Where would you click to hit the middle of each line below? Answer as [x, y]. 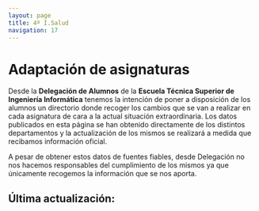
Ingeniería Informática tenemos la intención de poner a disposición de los [129, 100]
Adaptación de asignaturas [99, 69]
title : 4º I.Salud [38, 23]
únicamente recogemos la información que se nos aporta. [103, 174]
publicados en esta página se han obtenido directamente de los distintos [127, 125]
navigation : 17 [33, 30]
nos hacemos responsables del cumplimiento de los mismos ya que [119, 165]
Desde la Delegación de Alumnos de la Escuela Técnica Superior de [122, 91]
